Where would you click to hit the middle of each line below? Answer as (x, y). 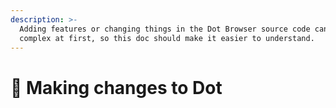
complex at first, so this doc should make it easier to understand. (167, 38)
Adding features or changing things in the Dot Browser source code (165, 29)
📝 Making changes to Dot (116, 87)
